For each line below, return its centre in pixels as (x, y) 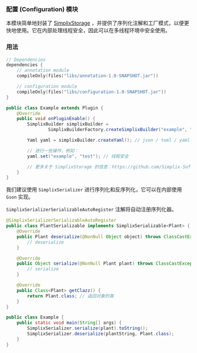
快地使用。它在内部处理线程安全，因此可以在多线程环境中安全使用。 (88, 30)
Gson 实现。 (20, 197)
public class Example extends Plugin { (55, 108)
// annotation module (43, 71)
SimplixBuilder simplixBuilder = (68, 124)
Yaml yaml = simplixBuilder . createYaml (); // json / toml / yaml (109, 140)
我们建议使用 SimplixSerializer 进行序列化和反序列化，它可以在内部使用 (94, 190)
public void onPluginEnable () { (56, 119)
